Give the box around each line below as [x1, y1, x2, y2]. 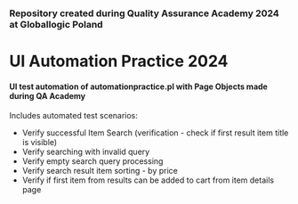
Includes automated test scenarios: [9, 110, 138, 121]
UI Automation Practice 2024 [9, 52, 229, 71]
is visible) [21, 137, 58, 148]
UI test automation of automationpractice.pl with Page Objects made [9, 81, 269, 92]
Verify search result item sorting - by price [21, 166, 178, 176]
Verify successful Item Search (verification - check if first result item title [21, 127, 289, 138]
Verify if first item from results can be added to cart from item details [21, 175, 274, 185]
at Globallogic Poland [9, 18, 104, 30]
